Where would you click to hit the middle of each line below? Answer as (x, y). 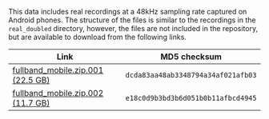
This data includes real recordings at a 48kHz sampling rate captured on (128, 12)
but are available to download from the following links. (97, 37)
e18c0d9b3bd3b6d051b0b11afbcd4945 (191, 98)
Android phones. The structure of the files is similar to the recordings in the (132, 20)
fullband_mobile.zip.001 (58, 70)
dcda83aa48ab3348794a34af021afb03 (191, 75)
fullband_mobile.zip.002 (58, 93)
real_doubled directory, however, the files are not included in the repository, (133, 28)
